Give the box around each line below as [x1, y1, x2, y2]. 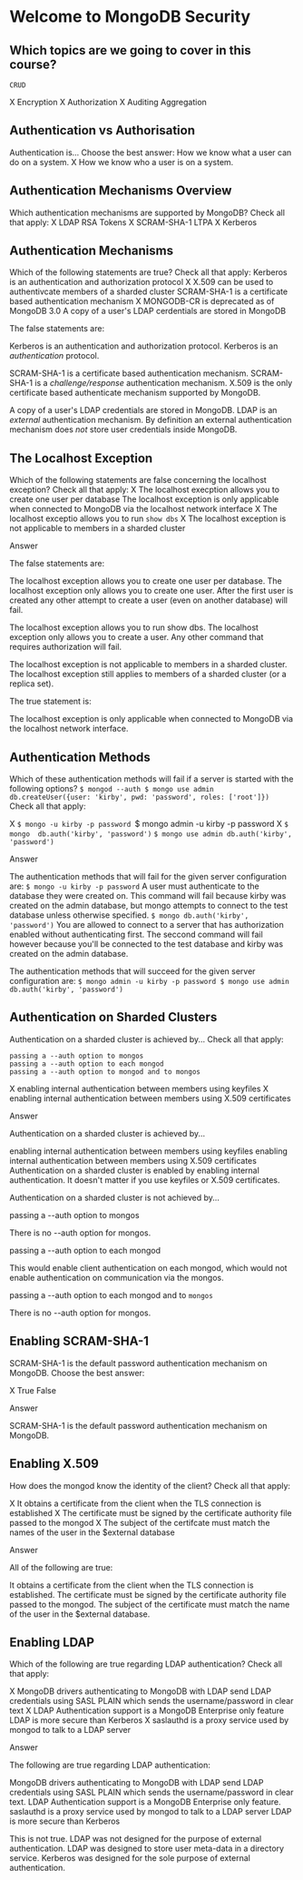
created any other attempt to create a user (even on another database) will [9, 595, 288, 605]
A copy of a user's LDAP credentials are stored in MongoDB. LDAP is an [9, 405, 278, 416]
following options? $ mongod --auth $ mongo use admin [9, 783, 215, 794]
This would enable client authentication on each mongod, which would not [9, 1262, 288, 1273]
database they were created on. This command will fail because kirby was [9, 891, 287, 901]
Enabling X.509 [9, 1456, 100, 1472]
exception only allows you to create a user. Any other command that [9, 632, 264, 643]
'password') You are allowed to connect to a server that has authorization [9, 920, 284, 930]
